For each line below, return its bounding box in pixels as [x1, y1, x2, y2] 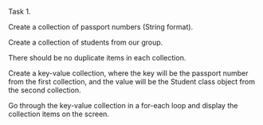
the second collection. [8, 85, 81, 95]
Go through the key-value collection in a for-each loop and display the [8, 101, 238, 110]
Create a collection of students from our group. [8, 37, 163, 47]
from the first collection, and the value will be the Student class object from [8, 77, 255, 86]
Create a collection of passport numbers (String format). [8, 22, 194, 31]
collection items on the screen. [8, 109, 110, 119]
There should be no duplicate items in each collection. [8, 53, 186, 62]
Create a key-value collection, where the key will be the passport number [8, 68, 249, 78]
